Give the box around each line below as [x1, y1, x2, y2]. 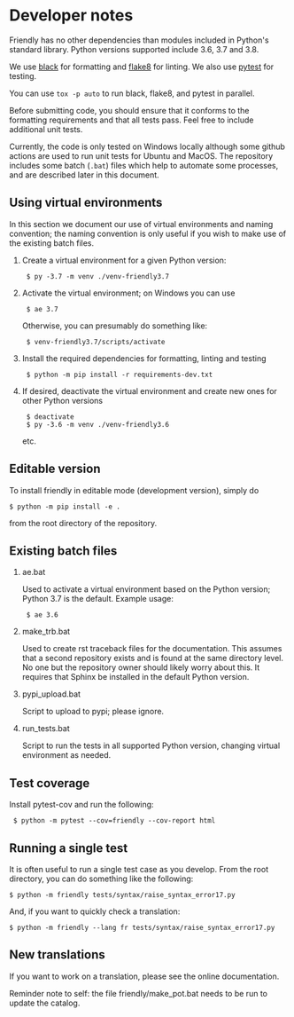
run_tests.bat [21, 723, 71, 734]
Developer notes [9, 5, 134, 26]
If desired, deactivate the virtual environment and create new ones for [21, 385, 277, 396]
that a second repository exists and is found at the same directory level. [21, 653, 283, 664]
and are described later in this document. [9, 169, 159, 180]
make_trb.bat [21, 627, 71, 637]
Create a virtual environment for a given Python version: [21, 255, 227, 265]
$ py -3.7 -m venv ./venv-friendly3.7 [26, 272, 170, 280]
